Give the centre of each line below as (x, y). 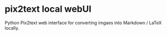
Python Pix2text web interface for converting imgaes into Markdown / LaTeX (83, 23)
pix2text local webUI (48, 9)
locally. (12, 28)
